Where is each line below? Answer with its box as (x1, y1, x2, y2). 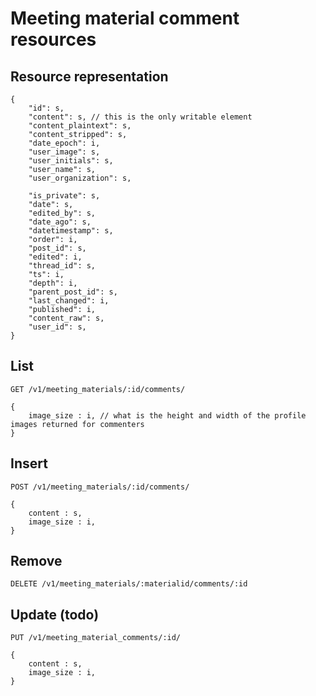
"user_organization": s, (28, 173, 132, 183)
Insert (10, 455, 48, 472)
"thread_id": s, (28, 261, 97, 271)
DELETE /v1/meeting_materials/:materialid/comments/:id (10, 579, 248, 589)
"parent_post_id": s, (28, 287, 118, 297)
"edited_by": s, (28, 208, 97, 218)
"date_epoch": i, (28, 138, 101, 148)
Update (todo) (10, 606, 100, 623)
